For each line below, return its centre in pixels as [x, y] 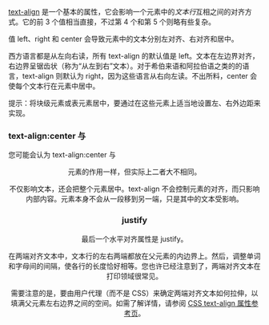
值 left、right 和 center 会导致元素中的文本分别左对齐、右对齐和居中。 [123, 39]
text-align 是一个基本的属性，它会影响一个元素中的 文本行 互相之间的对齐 [127, 12]
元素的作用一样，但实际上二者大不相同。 [134, 172]
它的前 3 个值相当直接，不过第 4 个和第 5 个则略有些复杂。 [119, 22]
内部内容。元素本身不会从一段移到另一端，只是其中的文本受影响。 [134, 199]
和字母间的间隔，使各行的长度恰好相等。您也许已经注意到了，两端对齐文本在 [134, 266]
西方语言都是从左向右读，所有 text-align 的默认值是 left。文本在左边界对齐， [134, 56]
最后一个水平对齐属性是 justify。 [134, 238]
